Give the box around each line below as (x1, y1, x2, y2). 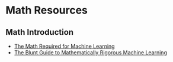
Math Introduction (5, 27, 74, 37)
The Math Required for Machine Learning (14, 43, 115, 50)
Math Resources (5, 4, 88, 17)
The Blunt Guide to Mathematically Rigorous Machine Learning (14, 49, 167, 56)
